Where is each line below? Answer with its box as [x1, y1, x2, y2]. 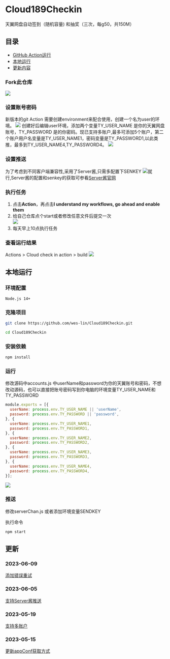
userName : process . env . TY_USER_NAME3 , [10, 449, 92, 455]
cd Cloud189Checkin [5, 330, 47, 335]
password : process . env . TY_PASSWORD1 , [10, 426, 90, 431]
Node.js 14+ [5, 296, 30, 301]
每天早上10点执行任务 [12, 225, 58, 231]
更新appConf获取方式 [5, 648, 51, 654]
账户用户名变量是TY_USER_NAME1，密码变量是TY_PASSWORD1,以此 [9, 135, 154, 141]
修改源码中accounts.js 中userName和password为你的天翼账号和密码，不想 [5, 380, 162, 386]
